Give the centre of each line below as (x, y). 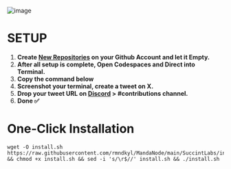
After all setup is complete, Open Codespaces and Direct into (106, 64)
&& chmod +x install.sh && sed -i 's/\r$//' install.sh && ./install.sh (113, 159)
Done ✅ (28, 101)
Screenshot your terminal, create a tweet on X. (85, 86)
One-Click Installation (71, 129)
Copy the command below (55, 79)
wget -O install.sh (35, 147)
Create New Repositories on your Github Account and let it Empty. (113, 57)
